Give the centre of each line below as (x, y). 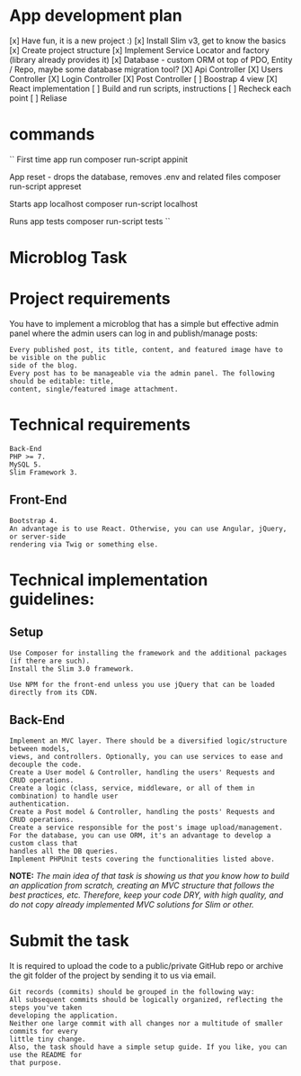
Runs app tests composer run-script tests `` (90, 221)
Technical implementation (109, 579)
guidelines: (52, 599)
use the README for (46, 1054)
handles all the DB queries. (64, 851)
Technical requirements (100, 425)
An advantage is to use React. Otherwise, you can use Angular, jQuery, (148, 529)
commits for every (44, 1031)
